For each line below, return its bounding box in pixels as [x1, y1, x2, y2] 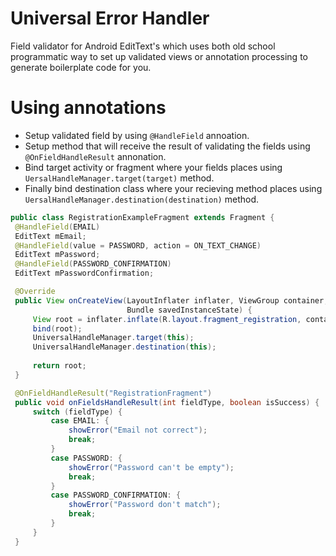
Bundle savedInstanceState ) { [126, 305, 253, 315]
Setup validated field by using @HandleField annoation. [24, 129, 250, 141]
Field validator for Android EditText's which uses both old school [10, 40, 276, 52]
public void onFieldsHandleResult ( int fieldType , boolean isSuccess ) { [14, 397, 320, 407]
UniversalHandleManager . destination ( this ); [32, 342, 217, 352]
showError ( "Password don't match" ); [68, 500, 222, 510]
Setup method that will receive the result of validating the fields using [24, 140, 311, 152]
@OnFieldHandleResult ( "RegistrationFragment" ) [14, 388, 213, 398]
